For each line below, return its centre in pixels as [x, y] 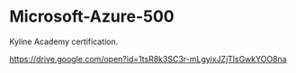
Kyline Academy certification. [64, 41]
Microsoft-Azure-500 [92, 17]
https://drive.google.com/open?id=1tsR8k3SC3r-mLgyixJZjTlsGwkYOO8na [148, 59]
